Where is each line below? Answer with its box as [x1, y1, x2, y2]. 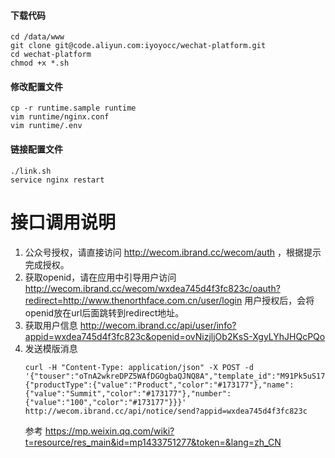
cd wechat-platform [10, 50, 92, 60]
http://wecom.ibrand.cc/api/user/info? [79, 319, 237, 331]
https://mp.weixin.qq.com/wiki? [44, 425, 175, 437]
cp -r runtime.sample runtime [10, 103, 137, 114]
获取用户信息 [24, 319, 78, 331]
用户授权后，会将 [244, 294, 315, 306]
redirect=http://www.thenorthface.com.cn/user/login [24, 294, 243, 306]
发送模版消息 [24, 342, 78, 354]
